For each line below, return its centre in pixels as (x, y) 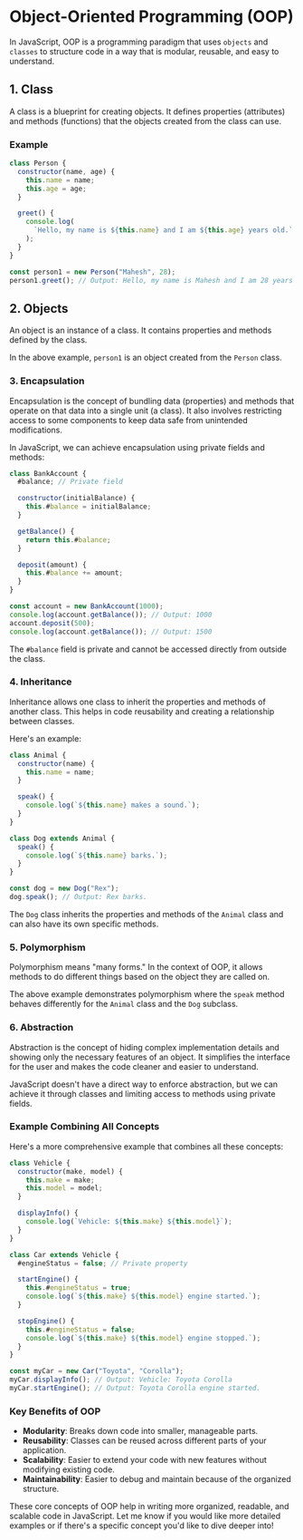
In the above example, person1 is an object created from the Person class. (146, 358)
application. (44, 1450)
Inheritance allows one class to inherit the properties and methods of (138, 702)
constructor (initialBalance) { (76, 499)
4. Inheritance (41, 682)
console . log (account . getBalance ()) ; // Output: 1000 (111, 615)
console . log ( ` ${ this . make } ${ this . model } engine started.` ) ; (143, 1297)
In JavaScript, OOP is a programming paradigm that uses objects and (139, 42)
